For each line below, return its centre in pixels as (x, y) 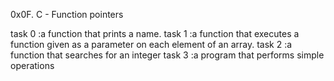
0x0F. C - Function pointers (67, 14)
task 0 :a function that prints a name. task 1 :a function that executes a (155, 33)
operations (32, 65)
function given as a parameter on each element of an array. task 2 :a (151, 44)
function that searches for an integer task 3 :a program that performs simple (167, 55)
